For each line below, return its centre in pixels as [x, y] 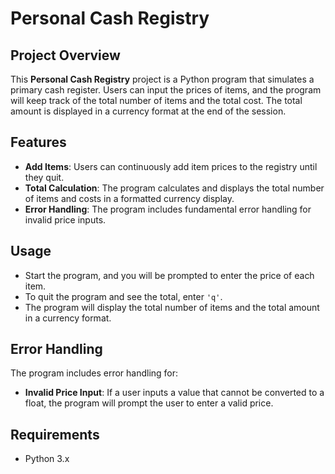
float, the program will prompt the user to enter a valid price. [149, 403]
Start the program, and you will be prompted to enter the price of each [169, 275]
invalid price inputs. [65, 219]
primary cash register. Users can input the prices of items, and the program [166, 90]
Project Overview [65, 55]
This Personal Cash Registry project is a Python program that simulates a [162, 79]
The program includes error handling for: [94, 373]
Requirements [55, 434]
